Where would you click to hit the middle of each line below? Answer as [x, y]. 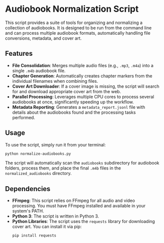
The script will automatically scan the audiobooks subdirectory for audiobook [82, 163]
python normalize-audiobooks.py [38, 154]
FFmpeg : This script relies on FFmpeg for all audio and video [74, 201]
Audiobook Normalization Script [72, 9]
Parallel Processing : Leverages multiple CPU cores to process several [83, 97]
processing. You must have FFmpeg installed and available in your [79, 206]
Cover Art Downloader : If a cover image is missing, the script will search [86, 86]
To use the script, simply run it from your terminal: [56, 145]
